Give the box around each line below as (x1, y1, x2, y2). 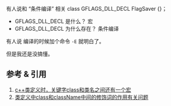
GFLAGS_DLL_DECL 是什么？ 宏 (14, 18, 93, 25)
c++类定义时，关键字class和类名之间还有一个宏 (14, 86, 132, 93)
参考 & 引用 (6, 69, 47, 79)
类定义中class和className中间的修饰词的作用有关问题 (14, 94, 148, 101)
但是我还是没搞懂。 (6, 50, 53, 57)
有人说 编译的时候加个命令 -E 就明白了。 (6, 38, 105, 44)
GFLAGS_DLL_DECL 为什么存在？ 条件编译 (14, 25, 119, 32)
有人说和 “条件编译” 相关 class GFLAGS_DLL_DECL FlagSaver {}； (6, 5, 167, 12)
